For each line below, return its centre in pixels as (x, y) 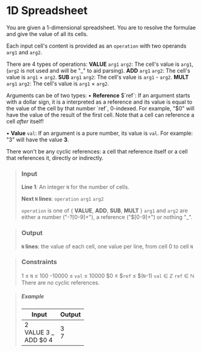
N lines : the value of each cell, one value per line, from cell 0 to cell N (107, 246)
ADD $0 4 (38, 340)
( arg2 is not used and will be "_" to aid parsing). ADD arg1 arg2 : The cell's (98, 70)
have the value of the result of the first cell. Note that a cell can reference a (100, 115)
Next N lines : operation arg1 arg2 (62, 199)
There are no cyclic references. (61, 282)
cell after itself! (25, 121)
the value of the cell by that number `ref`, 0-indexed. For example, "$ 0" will (100, 108)
